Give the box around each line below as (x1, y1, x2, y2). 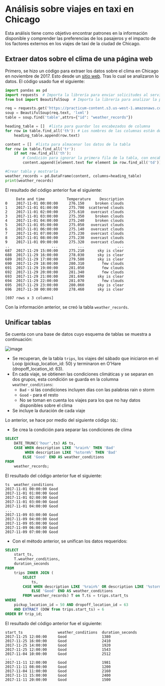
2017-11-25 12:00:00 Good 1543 (5, 647, 111, 652)
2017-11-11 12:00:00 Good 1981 (5, 660, 111, 665)
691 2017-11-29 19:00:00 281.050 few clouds (5, 265, 124, 270)
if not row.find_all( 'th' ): (14, 151, 71, 156)
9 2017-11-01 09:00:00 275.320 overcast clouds (5, 239, 124, 244)
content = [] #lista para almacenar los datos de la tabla (5, 142, 131, 147)
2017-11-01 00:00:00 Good (5, 486, 58, 491)
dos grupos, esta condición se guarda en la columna (12, 376, 119, 382)
